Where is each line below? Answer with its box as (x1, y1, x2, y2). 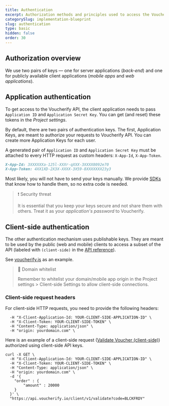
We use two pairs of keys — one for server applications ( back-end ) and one (5, 67, 162, 73)
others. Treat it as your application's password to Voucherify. (17, 208, 145, 214)
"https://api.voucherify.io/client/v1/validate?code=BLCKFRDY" (10, 396, 145, 401)
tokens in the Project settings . (5, 117, 67, 123)
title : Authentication (5, 7, 53, 13)
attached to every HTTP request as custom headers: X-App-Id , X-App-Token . (5, 152, 162, 158)
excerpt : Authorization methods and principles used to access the (5, 12, 150, 17)
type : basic (5, 26, 30, 31)
